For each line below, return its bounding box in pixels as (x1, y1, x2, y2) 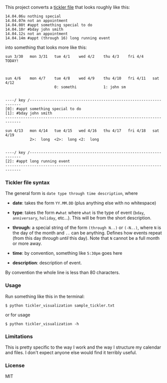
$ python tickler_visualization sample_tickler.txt (5, 303, 115, 308)
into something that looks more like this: (5, 44, 87, 50)
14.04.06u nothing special (5, 14, 61, 19)
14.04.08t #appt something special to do (5, 22, 93, 27)
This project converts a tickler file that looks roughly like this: (5, 4, 131, 10)
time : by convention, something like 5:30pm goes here (12, 250, 123, 256)
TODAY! (5, 58, 19, 63)
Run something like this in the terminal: (5, 293, 85, 299)
